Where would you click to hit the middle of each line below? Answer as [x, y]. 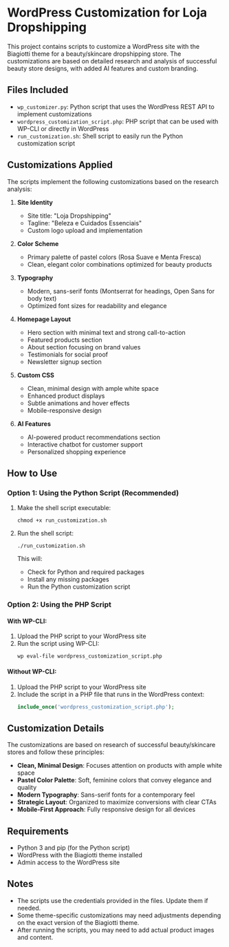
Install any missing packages [68, 580]
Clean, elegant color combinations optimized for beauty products [120, 264]
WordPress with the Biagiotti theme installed [80, 855]
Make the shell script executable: [64, 508]
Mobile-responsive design [64, 410]
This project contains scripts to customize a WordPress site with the [103, 46]
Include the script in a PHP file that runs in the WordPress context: [111, 694]
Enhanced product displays [66, 396]
